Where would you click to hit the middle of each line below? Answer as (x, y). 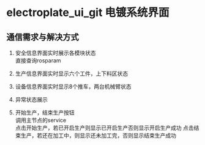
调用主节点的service (41, 120)
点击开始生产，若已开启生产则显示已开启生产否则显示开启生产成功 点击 (104, 128)
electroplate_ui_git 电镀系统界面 (88, 13)
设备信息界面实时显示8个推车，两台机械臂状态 (73, 87)
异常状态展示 (31, 99)
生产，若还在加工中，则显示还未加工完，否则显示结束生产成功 (98, 136)
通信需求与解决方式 (43, 37)
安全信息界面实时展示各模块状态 (55, 53)
